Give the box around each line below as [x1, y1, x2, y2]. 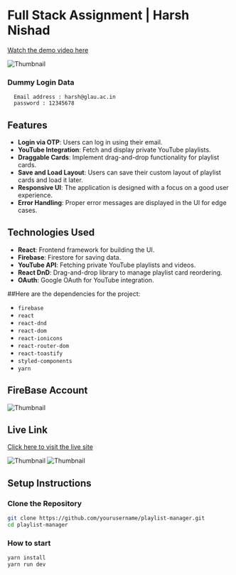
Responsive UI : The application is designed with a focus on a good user [17, 184, 229, 192]
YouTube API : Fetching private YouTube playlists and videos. [17, 260, 196, 269]
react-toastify [17, 349, 63, 357]
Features [7, 119, 48, 131]
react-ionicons [17, 334, 63, 342]
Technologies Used [7, 226, 95, 238]
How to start [7, 538, 51, 548]
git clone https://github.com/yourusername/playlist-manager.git [7, 515, 205, 522]
